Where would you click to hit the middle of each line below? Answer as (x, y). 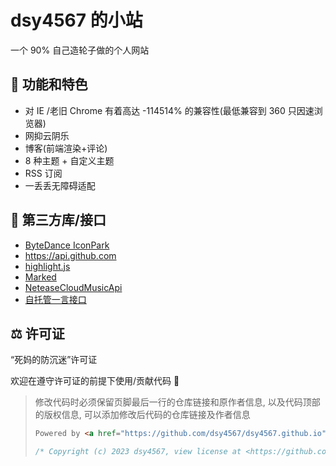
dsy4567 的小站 (76, 20)
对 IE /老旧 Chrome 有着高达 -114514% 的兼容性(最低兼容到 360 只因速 (169, 110)
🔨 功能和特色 (49, 84)
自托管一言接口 (55, 299)
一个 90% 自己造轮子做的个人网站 (80, 50)
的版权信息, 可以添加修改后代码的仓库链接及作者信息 (142, 415)
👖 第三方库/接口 (58, 220)
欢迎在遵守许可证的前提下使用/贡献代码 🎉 (95, 381)
